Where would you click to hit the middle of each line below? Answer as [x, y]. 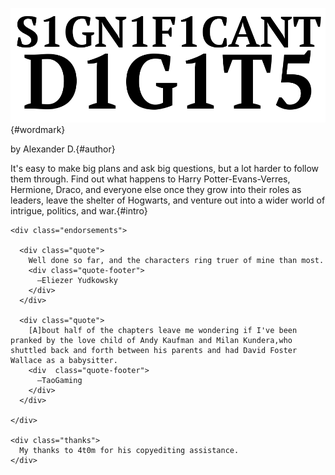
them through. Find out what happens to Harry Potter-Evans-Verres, [150, 179]
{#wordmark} [38, 130]
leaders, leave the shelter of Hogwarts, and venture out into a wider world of [168, 200]
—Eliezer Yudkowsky [77, 281]
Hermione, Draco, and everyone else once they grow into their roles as [156, 190]
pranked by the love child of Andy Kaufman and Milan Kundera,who [151, 341]
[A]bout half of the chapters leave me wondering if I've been [163, 331]
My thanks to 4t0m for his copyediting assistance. [129, 451]
